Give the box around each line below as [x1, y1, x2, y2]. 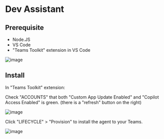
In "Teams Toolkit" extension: [5, 84, 66, 90]
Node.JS [12, 36, 31, 42]
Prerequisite [5, 23, 44, 32]
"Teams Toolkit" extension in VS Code [12, 47, 90, 53]
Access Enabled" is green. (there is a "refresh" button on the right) [5, 99, 142, 105]
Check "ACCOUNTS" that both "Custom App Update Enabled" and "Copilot [5, 94, 159, 100]
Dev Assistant [5, 3, 65, 15]
